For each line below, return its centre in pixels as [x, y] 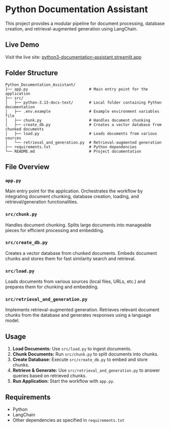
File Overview [27, 167]
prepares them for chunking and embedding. [52, 287]
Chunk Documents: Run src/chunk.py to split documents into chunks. [86, 354]
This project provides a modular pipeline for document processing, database [85, 23]
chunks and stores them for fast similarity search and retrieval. [70, 258]
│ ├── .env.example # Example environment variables [82, 111]
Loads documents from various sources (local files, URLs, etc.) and [75, 282]
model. [12, 320]
